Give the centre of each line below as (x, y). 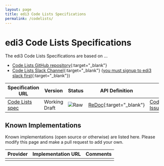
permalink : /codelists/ (29, 18)
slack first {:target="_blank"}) (41, 76)
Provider (18, 154)
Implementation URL (57, 154)
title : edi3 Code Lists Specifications (46, 14)
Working (53, 102)
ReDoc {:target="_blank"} (116, 105)
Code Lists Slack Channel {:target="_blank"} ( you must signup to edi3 (82, 70)
